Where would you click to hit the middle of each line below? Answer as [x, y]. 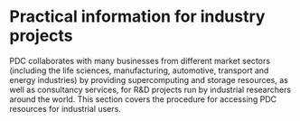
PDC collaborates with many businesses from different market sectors [140, 60]
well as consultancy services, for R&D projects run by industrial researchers [150, 89]
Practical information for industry [137, 17]
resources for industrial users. [66, 108]
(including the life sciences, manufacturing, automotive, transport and [139, 70]
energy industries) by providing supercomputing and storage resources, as [149, 79]
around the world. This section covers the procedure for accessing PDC [143, 99]
